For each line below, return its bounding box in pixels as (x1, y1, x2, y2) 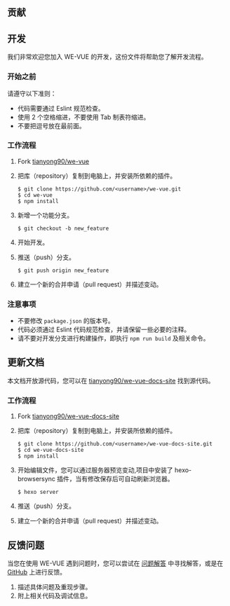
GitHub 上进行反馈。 (7, 568, 67, 577)
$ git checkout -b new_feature (17, 225, 109, 232)
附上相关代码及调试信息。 (17, 591, 92, 600)
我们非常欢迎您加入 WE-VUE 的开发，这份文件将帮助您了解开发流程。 (7, 53, 208, 61)
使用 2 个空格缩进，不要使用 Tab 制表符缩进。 (17, 113, 150, 121)
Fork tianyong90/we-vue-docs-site (17, 412, 120, 420)
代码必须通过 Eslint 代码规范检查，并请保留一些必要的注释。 (17, 325, 191, 334)
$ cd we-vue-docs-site (17, 447, 84, 454)
